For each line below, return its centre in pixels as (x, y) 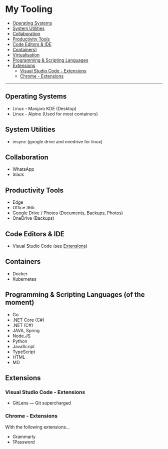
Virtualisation (26, 55)
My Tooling (29, 9)
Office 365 (23, 208)
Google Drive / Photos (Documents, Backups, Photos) (68, 213)
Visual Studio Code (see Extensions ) (50, 246)
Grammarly (24, 437)
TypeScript (24, 352)
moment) (20, 302)
